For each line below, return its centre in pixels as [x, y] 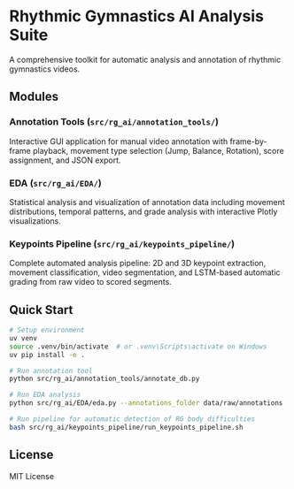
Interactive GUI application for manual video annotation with [119, 141]
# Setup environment [47, 330]
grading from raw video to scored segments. [91, 282]
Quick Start [41, 310]
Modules [34, 97]
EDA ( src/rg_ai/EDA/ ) [55, 183]
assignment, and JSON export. [65, 160]
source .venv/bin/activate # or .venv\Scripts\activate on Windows [138, 347]
